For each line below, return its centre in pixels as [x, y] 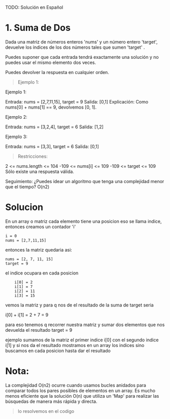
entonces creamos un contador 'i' [41, 226]
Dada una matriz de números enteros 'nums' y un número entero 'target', [81, 42]
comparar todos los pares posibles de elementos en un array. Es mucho [80, 391]
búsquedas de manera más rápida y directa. [51, 401]
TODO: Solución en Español [34, 7]
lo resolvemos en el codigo [46, 411]
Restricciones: [33, 156]
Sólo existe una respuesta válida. [40, 171]
